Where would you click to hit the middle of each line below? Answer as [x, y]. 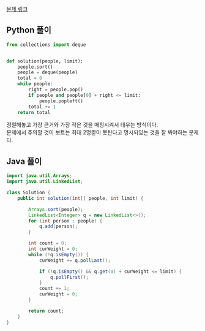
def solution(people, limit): [45, 61]
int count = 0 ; [48, 243]
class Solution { [28, 192]
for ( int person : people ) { [65, 221]
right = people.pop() [56, 90]
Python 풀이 [29, 30]
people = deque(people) [48, 72]
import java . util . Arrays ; [39, 176]
